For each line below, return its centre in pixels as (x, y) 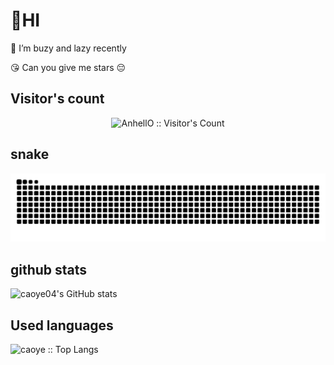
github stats (49, 269)
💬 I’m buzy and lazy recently (68, 48)
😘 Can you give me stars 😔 (68, 67)
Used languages (62, 325)
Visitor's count (57, 99)
